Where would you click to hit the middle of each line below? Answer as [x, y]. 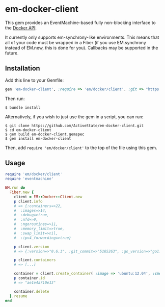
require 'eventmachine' [29, 179]
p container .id [29, 278]
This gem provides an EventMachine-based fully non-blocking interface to [81, 23]
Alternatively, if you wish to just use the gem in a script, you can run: [74, 117]
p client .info [28, 201]
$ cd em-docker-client [28, 130]
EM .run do [15, 188]
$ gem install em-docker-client [38, 138]
